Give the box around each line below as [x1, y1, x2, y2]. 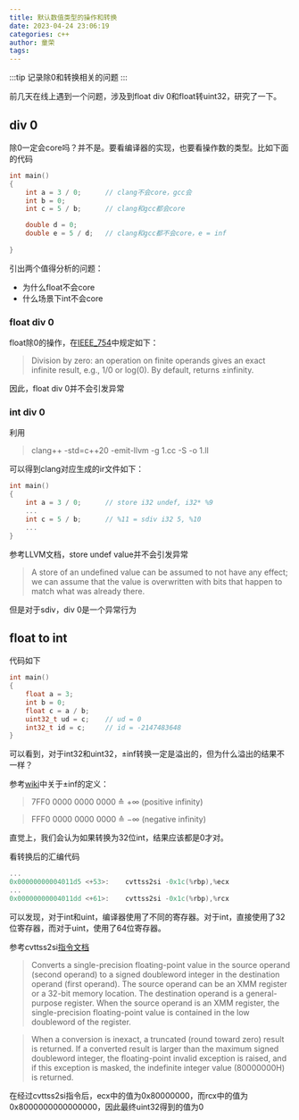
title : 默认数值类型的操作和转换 [9, 13, 118, 22]
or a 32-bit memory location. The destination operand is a [30, 988, 244, 998]
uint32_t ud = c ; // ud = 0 [25, 714, 142, 724]
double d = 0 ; [25, 221, 78, 230]
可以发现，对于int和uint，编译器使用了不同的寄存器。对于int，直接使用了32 [9, 911, 286, 922]
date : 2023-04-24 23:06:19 [9, 21, 110, 30]
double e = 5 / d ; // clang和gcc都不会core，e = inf [25, 229, 227, 238]
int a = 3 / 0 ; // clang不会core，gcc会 [25, 188, 192, 197]
